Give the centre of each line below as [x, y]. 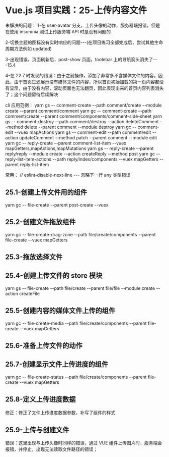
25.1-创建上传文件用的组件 [46, 192]
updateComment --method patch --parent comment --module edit [88, 137]
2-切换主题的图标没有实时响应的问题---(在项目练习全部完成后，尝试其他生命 [84, 42]
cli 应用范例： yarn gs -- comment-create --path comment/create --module [83, 105]
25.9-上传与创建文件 [37, 430]
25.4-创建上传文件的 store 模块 [54, 276]
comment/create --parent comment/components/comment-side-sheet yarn [84, 116]
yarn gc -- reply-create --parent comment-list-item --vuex [66, 143]
